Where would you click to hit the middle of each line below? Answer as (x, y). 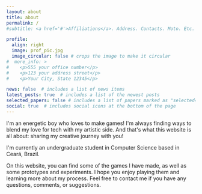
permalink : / (23, 23)
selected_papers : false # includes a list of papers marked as (87, 101)
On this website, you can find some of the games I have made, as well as (96, 165)
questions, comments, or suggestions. (54, 184)
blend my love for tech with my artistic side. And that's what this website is (99, 129)
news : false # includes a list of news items (66, 89)
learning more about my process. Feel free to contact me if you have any (96, 178)
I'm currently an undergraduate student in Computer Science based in (93, 147)
